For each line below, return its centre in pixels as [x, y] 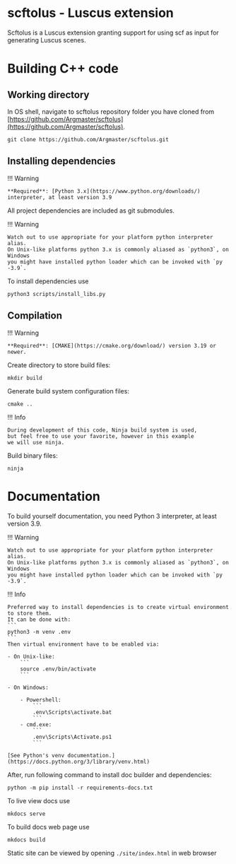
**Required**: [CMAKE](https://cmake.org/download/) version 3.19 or [112, 345]
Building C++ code [63, 69]
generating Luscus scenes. [47, 40]
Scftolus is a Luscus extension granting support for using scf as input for [113, 32]
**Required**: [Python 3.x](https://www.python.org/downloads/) [104, 191]
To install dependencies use [48, 281]
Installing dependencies [61, 161]
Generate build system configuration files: [68, 391]
